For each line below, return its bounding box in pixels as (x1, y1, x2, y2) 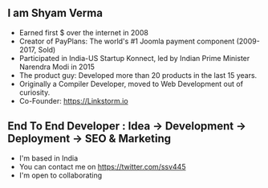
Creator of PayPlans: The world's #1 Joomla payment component (18, 36, 235, 46)
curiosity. (18, 88, 51, 97)
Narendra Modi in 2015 (18, 62, 95, 72)
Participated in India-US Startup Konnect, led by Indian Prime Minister (18, 53, 250, 63)
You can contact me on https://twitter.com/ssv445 (18, 161, 186, 171)
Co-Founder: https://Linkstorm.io (18, 96, 129, 105)
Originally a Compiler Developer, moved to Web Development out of (18, 79, 244, 88)
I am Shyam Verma (7, 6, 104, 20)
